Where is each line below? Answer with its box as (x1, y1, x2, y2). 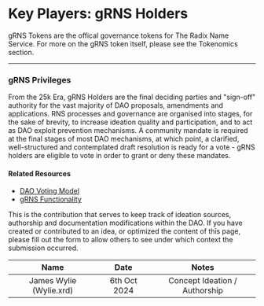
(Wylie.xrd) (32, 285, 74, 296)
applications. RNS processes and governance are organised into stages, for (8, 109, 253, 119)
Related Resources (8, 168, 71, 178)
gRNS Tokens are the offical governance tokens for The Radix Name (8, 31, 229, 40)
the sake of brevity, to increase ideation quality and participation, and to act (8, 117, 253, 127)
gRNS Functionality (19, 194, 82, 205)
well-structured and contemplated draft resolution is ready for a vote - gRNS (8, 142, 255, 152)
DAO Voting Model (19, 186, 80, 196)
